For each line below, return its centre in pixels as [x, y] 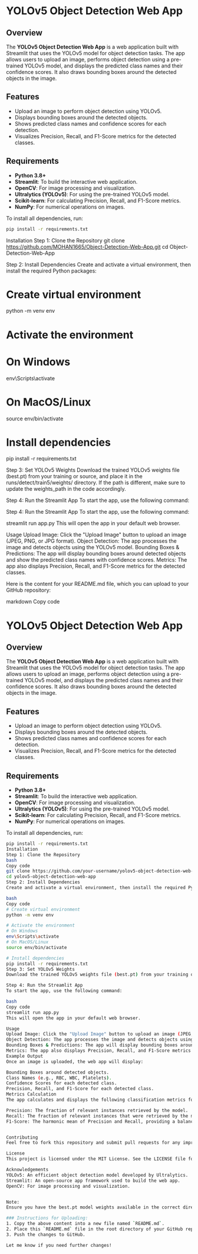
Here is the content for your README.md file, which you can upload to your [98, 584]
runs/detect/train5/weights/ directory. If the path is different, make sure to [96, 482]
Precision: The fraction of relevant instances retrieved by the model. [97, 1110]
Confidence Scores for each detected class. [62, 1083]
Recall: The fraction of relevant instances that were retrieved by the [97, 1116]
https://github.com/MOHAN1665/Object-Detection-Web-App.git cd [87, 247]
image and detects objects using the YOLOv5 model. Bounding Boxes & [93, 547]
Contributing [22, 1137]
